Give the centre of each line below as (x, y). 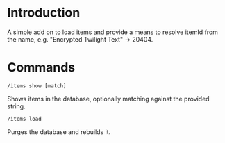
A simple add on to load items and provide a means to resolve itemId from (113, 32)
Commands (41, 68)
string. (16, 106)
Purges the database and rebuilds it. (59, 132)
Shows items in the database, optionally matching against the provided (108, 99)
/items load (24, 119)
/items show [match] (37, 86)
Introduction (44, 13)
